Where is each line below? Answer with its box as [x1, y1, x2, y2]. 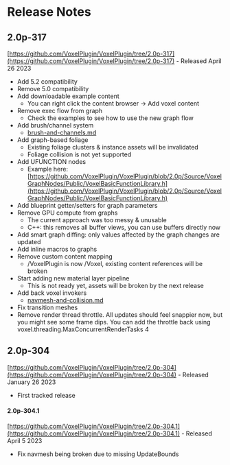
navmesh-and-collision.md [27, 296, 104, 304]
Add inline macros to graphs [16, 245, 97, 253]
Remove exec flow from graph [16, 107, 103, 115]
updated [16, 238, 41, 246]
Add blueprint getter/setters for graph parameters [16, 202, 158, 209]
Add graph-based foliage [16, 136, 89, 144]
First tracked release [16, 391, 76, 399]
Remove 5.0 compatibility [16, 85, 89, 93]
